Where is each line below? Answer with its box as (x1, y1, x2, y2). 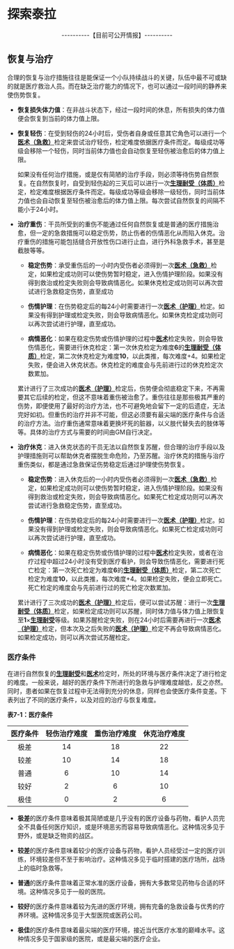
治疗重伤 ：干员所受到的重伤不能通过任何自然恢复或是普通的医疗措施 (17, 219, 213, 228)
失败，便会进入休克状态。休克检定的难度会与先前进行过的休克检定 (27, 361, 217, 369)
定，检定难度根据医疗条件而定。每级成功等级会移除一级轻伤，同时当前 (17, 187, 219, 196)
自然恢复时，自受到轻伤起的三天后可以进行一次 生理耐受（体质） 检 (36, 179, 225, 187)
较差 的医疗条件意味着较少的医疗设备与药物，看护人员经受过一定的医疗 (17, 846, 219, 855)
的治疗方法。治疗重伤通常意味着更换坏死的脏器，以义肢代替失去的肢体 (17, 419, 219, 427)
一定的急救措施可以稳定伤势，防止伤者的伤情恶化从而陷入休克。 (36, 229, 219, 237)
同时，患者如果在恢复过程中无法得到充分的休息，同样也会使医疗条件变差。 (7, 687, 221, 695)
